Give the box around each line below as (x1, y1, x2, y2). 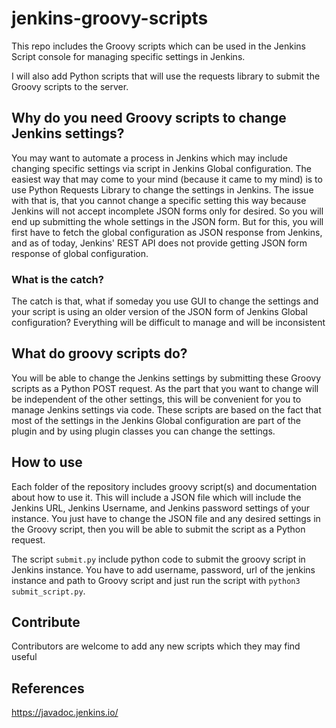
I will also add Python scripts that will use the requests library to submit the (11, 70, 321, 82)
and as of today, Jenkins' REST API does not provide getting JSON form (11, 237, 308, 249)
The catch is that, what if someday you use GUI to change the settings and (11, 295, 319, 307)
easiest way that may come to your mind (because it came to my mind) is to (11, 173, 323, 185)
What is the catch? (11, 272, 104, 286)
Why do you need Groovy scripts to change (11, 110, 287, 127)
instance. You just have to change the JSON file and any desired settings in (11, 512, 321, 524)
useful (11, 651, 38, 663)
